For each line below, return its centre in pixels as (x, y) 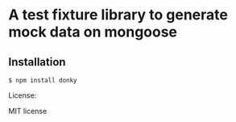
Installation (37, 62)
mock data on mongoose (93, 32)
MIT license (28, 111)
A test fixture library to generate (118, 15)
